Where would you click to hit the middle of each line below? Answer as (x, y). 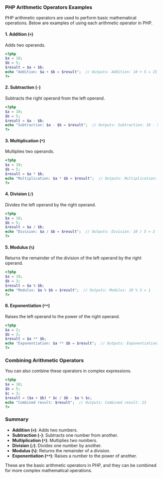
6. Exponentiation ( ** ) (27, 306)
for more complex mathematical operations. (49, 470)
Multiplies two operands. (30, 152)
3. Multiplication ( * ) (25, 140)
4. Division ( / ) (19, 194)
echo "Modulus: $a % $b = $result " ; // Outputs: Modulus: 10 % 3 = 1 (78, 290)
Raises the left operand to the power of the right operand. (63, 316)
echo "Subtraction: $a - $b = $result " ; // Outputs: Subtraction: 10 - (80, 125)
